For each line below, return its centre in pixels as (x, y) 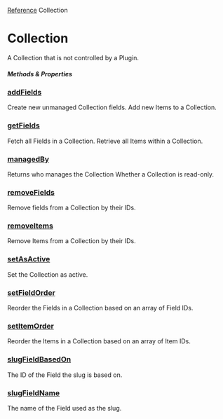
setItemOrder (31, 326)
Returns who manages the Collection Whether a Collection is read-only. (111, 174)
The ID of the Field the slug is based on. (65, 375)
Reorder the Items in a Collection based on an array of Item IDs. (99, 341)
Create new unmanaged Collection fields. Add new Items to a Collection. (112, 107)
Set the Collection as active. (48, 274)
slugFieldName (34, 393)
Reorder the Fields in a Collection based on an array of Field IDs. (100, 308)
